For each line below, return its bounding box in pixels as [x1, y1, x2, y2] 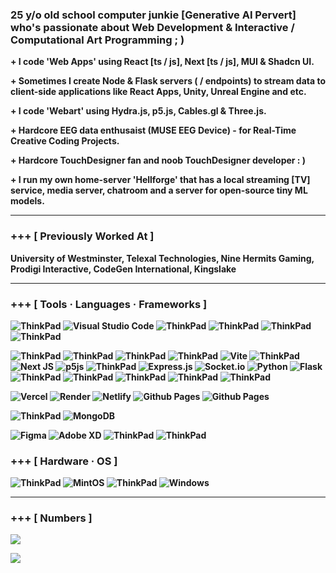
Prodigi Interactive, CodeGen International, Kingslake [10, 263, 237, 275]
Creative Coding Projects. [10, 135, 120, 147]
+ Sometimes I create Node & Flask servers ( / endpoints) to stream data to [10, 75, 326, 87]
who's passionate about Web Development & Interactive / [10, 20, 295, 34]
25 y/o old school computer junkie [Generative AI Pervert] [10, 8, 297, 22]
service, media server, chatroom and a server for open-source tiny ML [10, 184, 308, 197]
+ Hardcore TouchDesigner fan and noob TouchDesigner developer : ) [10, 154, 307, 167]
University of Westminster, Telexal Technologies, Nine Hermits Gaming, [10, 252, 315, 264]
